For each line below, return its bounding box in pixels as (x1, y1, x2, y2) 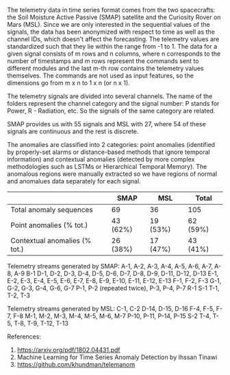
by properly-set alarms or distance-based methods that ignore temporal (7, 148, 210, 156)
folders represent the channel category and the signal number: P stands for (7, 100, 220, 107)
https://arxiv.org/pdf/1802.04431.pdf (16, 346, 121, 354)
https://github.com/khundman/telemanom (16, 361, 136, 368)
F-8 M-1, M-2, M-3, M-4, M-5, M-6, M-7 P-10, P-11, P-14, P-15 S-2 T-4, (13, 312, 212, 320)
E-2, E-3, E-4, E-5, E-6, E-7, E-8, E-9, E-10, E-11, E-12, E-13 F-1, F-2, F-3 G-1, (7, 277, 222, 284)
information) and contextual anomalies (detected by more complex (7, 155, 195, 163)
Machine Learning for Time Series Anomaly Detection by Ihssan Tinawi (16, 353, 218, 361)
